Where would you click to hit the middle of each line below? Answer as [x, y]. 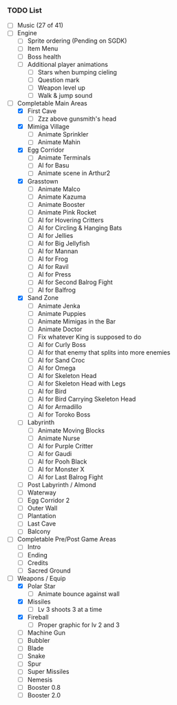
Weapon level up [62, 88]
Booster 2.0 [44, 695]
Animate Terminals [64, 158]
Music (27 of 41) [40, 26]
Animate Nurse [59, 438]
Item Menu [43, 49]
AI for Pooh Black [62, 461]
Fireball [38, 617]
